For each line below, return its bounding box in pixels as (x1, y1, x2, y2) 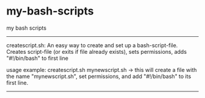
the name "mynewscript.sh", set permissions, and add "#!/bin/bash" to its (6, 73, 192, 80)
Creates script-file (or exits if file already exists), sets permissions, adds (6, 48, 187, 55)
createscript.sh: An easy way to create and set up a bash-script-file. (6, 41, 178, 49)
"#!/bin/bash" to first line (6, 54, 69, 62)
